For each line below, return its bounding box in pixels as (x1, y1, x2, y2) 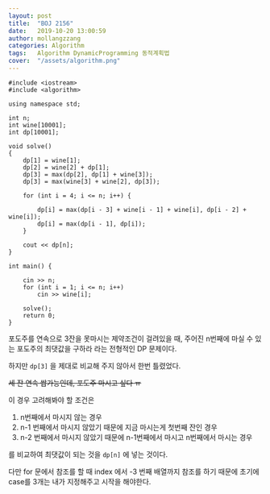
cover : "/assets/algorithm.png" (8, 57, 121, 65)
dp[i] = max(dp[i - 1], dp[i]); (37, 219, 147, 228)
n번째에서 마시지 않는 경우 (19, 412, 102, 421)
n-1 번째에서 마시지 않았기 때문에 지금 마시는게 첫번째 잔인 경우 (19, 422, 218, 432)
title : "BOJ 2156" (8, 19, 74, 27)
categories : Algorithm (8, 42, 85, 50)
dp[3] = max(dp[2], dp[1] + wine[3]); (23, 170, 153, 178)
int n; (8, 114, 31, 122)
